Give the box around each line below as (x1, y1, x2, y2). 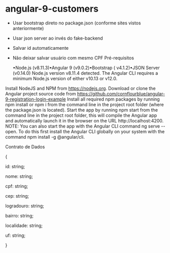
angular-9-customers (5, 3, 99, 15)
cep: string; (5, 193, 29, 199)
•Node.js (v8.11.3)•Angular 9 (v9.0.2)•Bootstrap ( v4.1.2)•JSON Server (12, 65, 160, 71)
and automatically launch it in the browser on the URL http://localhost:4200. (5, 117, 164, 123)
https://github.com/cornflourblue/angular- (77, 90, 165, 97)
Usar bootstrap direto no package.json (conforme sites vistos (12, 20, 141, 26)
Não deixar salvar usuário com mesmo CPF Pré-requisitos (12, 54, 134, 61)
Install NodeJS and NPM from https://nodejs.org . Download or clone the (5, 85, 156, 91)
